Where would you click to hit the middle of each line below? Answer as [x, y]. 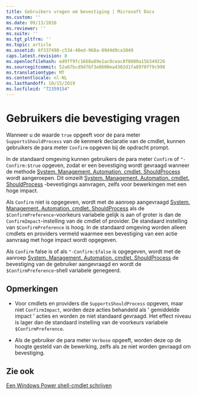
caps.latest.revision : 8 [37, 56]
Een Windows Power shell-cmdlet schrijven [59, 385]
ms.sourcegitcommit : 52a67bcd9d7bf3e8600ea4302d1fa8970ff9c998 [86, 67]
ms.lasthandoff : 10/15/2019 [41, 84]
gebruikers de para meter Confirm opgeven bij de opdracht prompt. [88, 147]
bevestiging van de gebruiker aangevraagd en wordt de [74, 264]
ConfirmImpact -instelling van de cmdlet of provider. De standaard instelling [97, 221]
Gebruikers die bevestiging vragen [93, 118]
